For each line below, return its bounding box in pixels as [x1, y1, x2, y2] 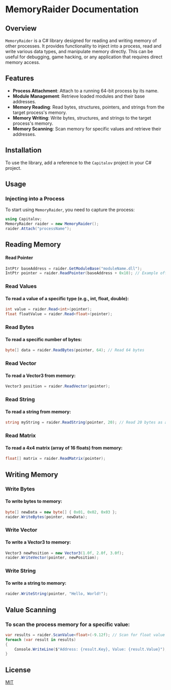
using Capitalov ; [5, 216, 42, 222]
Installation [5, 146, 42, 154]
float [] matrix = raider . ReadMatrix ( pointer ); [5, 456, 106, 461]
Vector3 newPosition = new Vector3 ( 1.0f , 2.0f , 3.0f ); [5, 550, 124, 555]
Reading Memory [5, 240, 61, 249]
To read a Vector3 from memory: [5, 372, 76, 379]
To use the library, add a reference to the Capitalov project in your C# [5, 160, 152, 166]
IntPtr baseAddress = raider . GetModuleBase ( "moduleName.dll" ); [5, 266, 142, 271]
